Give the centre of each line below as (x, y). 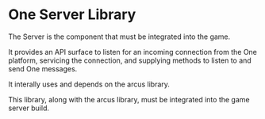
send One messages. (43, 68)
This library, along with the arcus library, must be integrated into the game (129, 99)
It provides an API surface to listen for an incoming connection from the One (133, 52)
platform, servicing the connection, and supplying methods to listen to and (130, 60)
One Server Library (72, 15)
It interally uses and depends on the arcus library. (89, 84)
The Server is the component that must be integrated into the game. (119, 36)
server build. (29, 108)
